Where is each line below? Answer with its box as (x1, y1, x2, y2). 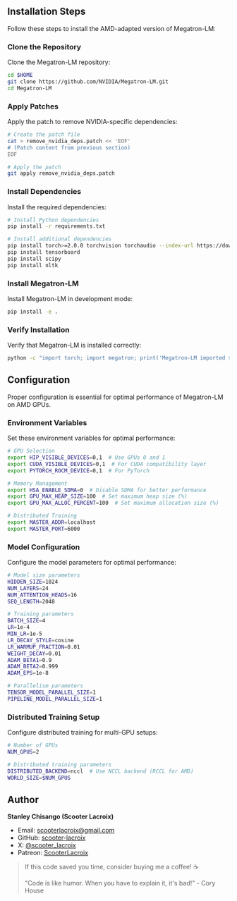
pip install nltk (7, 262, 59, 269)
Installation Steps (7, 6, 86, 18)
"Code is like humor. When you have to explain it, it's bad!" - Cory (24, 879, 216, 888)
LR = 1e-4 (7, 624, 30, 631)
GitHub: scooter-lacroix (17, 833, 86, 842)
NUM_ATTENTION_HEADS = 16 (7, 592, 78, 599)
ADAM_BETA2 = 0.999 (7, 663, 59, 670)
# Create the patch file (7, 131, 80, 138)
